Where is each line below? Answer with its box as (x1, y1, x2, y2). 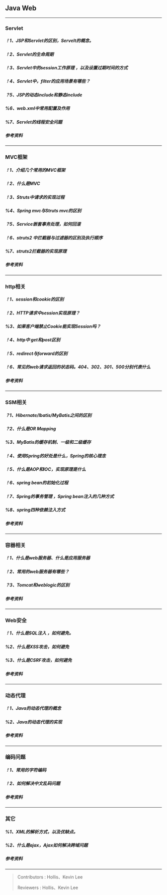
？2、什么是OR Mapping (5, 425, 56, 431)
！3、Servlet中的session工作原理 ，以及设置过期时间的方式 (5, 65, 128, 71)
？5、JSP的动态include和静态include (5, 92, 83, 98)
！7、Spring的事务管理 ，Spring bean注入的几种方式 (5, 493, 114, 499)
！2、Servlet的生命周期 (5, 51, 54, 57)
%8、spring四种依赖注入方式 (5, 507, 66, 513)
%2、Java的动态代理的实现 (5, 719, 62, 725)
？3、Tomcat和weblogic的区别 (5, 582, 70, 588)
